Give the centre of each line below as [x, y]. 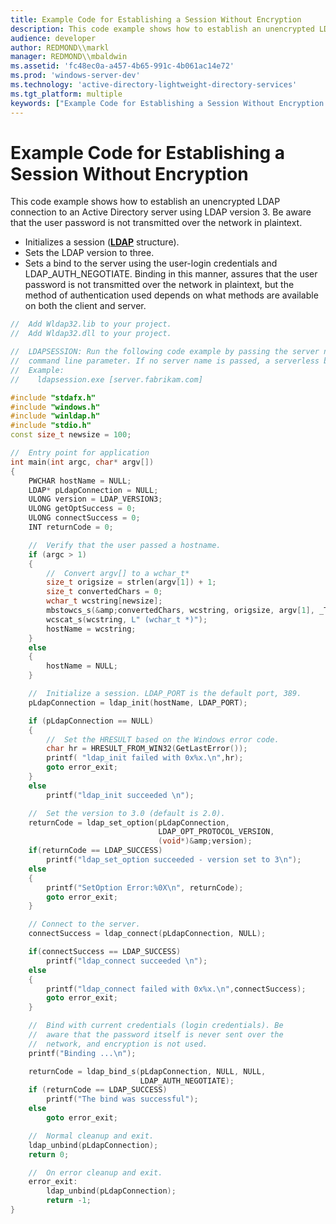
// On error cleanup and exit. [95, 1172]
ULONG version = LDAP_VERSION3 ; [95, 499]
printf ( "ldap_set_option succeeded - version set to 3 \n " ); [174, 860]
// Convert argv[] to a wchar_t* [118, 573]
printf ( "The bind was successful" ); [122, 1099]
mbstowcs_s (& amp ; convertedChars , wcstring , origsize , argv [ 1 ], [180, 611]
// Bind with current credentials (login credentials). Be [156, 1026]
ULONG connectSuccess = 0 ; [84, 518]
